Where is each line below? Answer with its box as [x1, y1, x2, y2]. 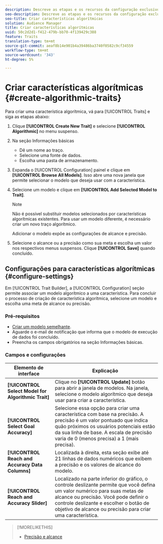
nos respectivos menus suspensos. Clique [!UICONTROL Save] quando [12, 245, 155, 251]
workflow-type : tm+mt [5, 48, 49, 53]
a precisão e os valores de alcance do [55, 461, 141, 468]
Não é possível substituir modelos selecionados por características [12, 211, 147, 217]
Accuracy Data [7, 461, 43, 468]
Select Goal [7, 423, 35, 430]
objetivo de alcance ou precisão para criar [55, 506, 151, 512]
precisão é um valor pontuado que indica [55, 417, 148, 424]
